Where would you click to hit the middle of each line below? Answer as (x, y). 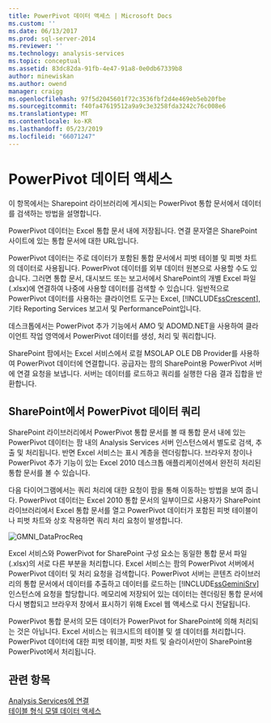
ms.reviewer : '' (36, 46)
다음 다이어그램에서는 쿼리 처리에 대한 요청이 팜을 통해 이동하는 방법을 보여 (126, 490)
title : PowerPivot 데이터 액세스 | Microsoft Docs (90, 16)
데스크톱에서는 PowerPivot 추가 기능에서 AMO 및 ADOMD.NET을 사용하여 (126, 326)
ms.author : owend (38, 83)
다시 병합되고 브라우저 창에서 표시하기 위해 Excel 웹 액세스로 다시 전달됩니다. (129, 604)
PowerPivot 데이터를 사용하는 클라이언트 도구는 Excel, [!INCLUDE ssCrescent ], (135, 298)
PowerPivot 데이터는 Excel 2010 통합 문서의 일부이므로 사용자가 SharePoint (140, 500)
